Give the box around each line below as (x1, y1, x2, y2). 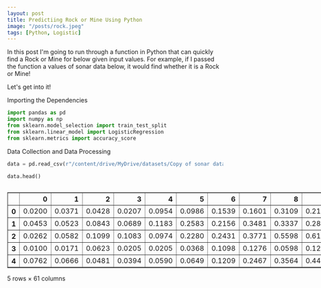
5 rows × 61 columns (7, 274, 66, 283)
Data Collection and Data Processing (7, 147, 111, 155)
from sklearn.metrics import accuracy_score (7, 135, 136, 142)
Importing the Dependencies (7, 96, 88, 105)
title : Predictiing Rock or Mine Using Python (7, 16, 143, 23)
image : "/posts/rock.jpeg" (7, 23, 84, 29)
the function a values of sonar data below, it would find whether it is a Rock (7, 62, 219, 70)
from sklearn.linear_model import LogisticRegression (7, 128, 165, 135)
